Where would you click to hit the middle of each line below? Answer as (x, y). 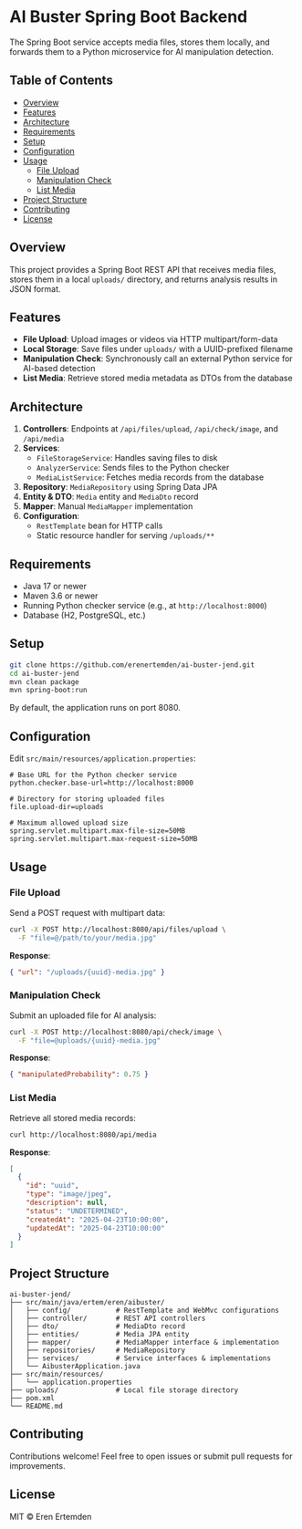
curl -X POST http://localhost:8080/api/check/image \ (116, 1032)
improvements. (37, 1465)
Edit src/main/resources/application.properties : (103, 758)
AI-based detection (59, 369)
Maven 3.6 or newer (60, 596)
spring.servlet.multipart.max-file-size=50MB (97, 831)
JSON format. (35, 288)
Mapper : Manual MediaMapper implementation (108, 506)
